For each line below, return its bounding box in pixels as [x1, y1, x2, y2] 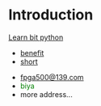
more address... [19, 89, 73, 99]
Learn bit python [8, 32, 64, 42]
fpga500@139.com [19, 72, 84, 82]
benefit [19, 48, 44, 57]
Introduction [8, 6, 94, 24]
